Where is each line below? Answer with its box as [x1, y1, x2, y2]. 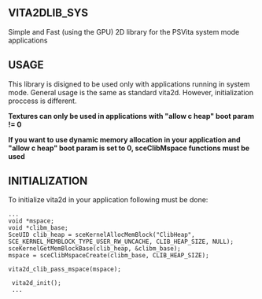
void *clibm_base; [8, 224, 68, 232]
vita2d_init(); [11, 279, 61, 287]
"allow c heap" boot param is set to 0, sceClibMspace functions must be [8, 143, 250, 153]
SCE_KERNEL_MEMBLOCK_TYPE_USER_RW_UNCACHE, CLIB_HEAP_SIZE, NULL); [8, 238, 234, 246]
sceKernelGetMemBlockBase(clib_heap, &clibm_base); [8, 245, 181, 253]
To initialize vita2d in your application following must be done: [8, 195, 208, 205]
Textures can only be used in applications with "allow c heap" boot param [8, 111, 254, 120]
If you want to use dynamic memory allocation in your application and [8, 135, 242, 144]
